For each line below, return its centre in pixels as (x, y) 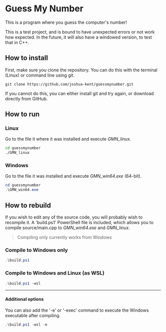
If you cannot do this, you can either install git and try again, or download (80, 93)
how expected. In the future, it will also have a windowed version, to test (79, 37)
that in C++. (17, 42)
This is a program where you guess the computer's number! (66, 22)
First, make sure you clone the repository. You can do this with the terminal (81, 70)
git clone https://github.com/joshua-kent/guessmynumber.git (69, 84)
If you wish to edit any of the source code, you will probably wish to (74, 217)
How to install (27, 58)
